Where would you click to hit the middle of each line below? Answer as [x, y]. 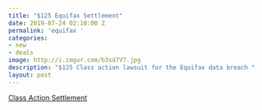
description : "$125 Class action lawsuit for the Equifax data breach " [132, 68]
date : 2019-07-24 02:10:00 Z [57, 23]
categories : [28, 38]
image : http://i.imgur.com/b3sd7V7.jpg [75, 61]
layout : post [30, 75]
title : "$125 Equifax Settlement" [66, 16]
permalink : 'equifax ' [46, 30]
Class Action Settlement [48, 97]
